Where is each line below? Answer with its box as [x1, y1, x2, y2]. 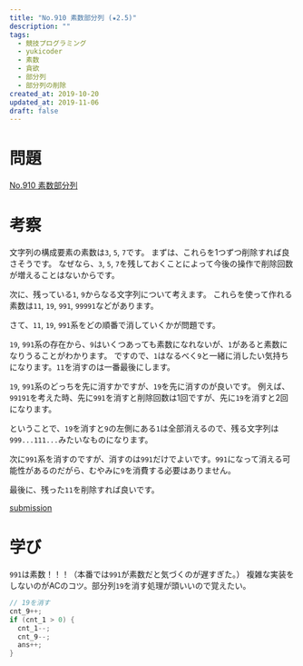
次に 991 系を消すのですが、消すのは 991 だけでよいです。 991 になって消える [9, 453, 283, 464]
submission [9, 502, 53, 513]
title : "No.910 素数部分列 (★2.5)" [9, 13, 138, 23]
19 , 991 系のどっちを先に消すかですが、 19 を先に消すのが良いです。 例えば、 [9, 381, 290, 392]
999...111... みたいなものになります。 [9, 434, 153, 445]
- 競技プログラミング [17, 38, 87, 48]
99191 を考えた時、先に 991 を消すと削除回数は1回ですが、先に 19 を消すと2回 [9, 393, 288, 403]
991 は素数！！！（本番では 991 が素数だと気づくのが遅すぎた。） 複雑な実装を [9, 569, 295, 580]
